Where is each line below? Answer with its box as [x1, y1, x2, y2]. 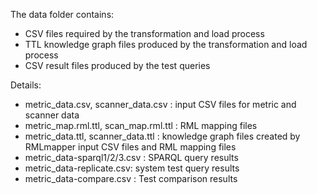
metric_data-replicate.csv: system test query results [24, 162, 240, 174]
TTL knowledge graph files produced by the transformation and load [24, 39, 308, 50]
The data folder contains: [10, 9, 115, 20]
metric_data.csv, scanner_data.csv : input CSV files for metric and [24, 99, 297, 110]
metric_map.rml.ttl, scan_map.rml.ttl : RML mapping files [24, 120, 258, 131]
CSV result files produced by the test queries [24, 60, 211, 71]
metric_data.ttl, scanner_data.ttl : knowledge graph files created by [24, 130, 301, 142]
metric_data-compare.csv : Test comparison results [24, 173, 238, 184]
